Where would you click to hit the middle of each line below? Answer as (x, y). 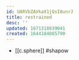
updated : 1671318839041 (36, 28)
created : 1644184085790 (36, 34)
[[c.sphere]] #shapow (42, 50)
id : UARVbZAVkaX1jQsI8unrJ (40, 12)
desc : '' (17, 23)
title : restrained (29, 17)
